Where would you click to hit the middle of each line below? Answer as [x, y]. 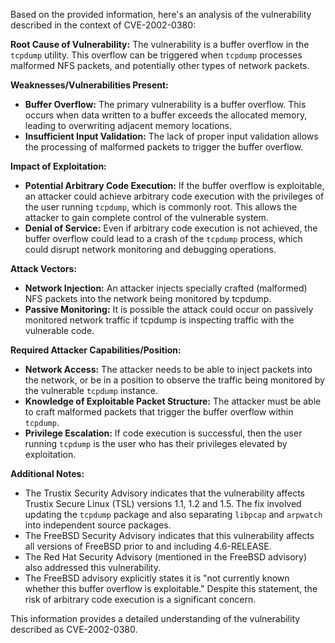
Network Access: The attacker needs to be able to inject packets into [168, 369]
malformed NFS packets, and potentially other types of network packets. [160, 65]
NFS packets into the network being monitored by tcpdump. [148, 298]
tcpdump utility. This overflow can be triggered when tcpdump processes [156, 55]
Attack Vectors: [44, 268]
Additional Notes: [47, 473]
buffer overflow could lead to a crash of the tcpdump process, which [163, 238]
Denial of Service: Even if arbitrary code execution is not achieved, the [171, 228]
